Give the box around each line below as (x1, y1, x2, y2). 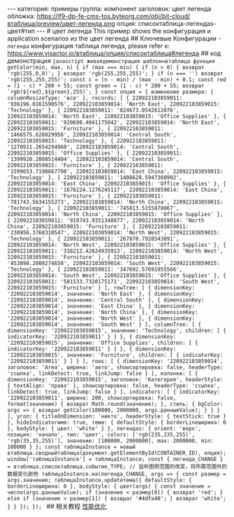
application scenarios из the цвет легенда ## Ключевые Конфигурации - (7, 34, 221, 43)
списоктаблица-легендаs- (138, 20, 217, 27)
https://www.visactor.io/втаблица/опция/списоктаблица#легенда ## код (7, 49, 221, 57)
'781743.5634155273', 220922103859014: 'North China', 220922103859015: (7, 199, 224, 206)
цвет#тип (7, 27, 36, 35)
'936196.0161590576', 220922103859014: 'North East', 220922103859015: (7, 101, 220, 108)
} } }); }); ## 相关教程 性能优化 (7, 502, 107, 510)
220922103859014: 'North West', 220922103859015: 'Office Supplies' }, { (7, 241, 227, 248)
